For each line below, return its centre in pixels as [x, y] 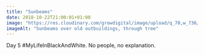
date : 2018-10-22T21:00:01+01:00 [49, 17]
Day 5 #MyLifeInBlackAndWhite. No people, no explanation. [81, 45]
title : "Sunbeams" [29, 12]
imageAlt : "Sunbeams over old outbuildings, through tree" [83, 28]
